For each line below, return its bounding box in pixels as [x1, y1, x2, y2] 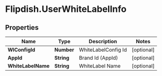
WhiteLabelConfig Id [79, 46, 127, 53]
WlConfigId [7, 46, 36, 53]
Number [54, 46, 74, 53]
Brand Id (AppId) [79, 55, 118, 61]
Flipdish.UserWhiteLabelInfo [5, 3, 127, 15]
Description [89, 38, 117, 45]
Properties [5, 23, 39, 32]
